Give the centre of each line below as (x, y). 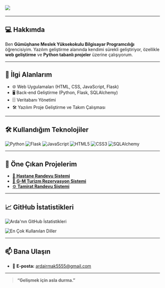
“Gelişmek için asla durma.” (46, 280)
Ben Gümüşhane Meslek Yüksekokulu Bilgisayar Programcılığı (70, 44)
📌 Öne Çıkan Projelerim (41, 164)
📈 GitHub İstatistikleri (40, 207)
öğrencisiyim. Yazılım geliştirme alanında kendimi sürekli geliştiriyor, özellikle (82, 49)
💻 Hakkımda (25, 30)
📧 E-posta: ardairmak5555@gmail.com (52, 266)
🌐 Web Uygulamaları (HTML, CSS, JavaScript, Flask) (66, 87)
